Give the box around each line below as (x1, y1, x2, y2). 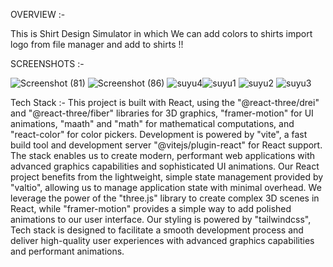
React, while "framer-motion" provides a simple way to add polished (10, 203, 292, 214)
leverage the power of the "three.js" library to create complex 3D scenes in (10, 192, 320, 204)
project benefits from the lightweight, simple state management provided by (10, 171, 324, 183)
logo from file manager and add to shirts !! (10, 39, 184, 50)
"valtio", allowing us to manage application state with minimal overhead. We (10, 182, 322, 193)
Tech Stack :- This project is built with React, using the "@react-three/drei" (10, 97, 320, 108)
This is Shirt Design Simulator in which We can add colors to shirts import (10, 28, 313, 39)
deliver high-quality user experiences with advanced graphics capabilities (10, 235, 315, 246)
